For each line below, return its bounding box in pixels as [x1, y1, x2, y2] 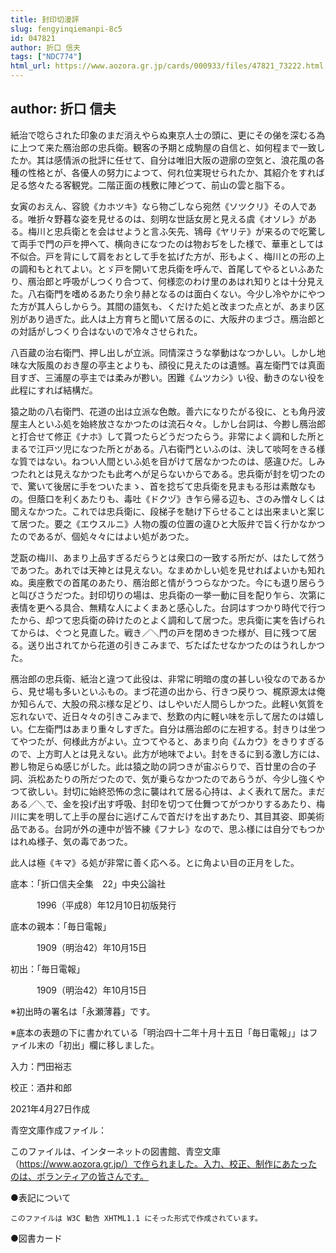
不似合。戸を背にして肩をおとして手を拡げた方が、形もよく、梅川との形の [10, 250, 317, 262]
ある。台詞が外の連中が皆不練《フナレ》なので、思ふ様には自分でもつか [27, 822, 325, 835]
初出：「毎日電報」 [10, 962, 85, 975]
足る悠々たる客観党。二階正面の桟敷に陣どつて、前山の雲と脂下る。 [10, 179, 290, 191]
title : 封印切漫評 [10, 14, 80, 25]
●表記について [10, 1191, 72, 1203]
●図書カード [10, 1232, 63, 1244]
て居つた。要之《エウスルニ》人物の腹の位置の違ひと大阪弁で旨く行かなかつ [10, 517, 326, 530]
